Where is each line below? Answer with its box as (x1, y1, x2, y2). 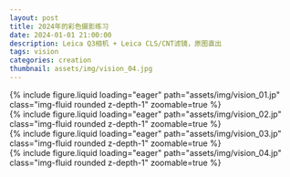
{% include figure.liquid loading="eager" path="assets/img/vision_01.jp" (9, 88, 281, 100)
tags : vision (9, 47, 59, 57)
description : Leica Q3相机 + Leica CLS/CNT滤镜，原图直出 (9, 38, 222, 48)
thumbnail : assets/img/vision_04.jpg (9, 65, 153, 74)
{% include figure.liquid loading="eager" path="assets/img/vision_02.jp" (9, 109, 282, 120)
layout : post (9, 13, 59, 23)
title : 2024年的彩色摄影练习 (9, 22, 109, 31)
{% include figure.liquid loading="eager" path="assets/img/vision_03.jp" (9, 128, 282, 139)
